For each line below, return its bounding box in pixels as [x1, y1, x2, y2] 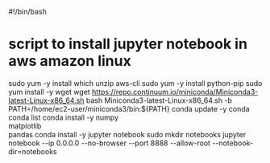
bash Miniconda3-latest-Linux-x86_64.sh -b [85, 96, 232, 105]
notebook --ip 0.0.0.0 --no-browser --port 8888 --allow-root [8, 138, 211, 148]
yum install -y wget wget [8, 87, 90, 96]
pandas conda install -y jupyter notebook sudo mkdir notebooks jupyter [8, 129, 247, 139]
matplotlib [8, 120, 42, 131]
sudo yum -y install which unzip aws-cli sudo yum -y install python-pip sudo [8, 78, 263, 88]
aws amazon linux [8, 52, 131, 71]
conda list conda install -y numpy [8, 112, 119, 122]
